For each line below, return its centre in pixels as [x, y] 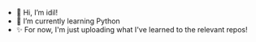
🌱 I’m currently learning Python [68, 21]
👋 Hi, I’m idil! [37, 13]
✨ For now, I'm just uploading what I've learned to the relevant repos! [132, 29]
